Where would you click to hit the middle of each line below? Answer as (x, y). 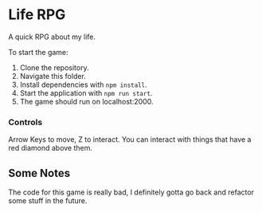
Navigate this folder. (53, 76)
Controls (25, 122)
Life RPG (37, 15)
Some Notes (39, 173)
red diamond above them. (51, 148)
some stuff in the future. (48, 201)
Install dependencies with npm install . (83, 84)
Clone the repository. (54, 67)
